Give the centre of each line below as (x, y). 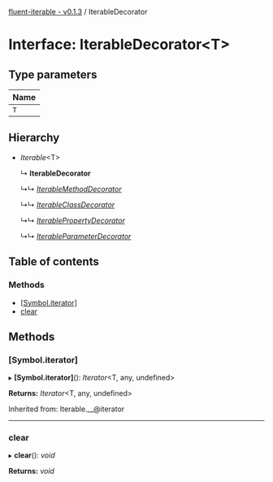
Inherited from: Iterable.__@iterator (67, 409)
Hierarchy (34, 138)
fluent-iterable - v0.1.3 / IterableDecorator (78, 12)
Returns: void (32, 471)
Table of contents (54, 262)
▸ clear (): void (32, 455)
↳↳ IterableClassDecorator (67, 204)
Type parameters (53, 74)
